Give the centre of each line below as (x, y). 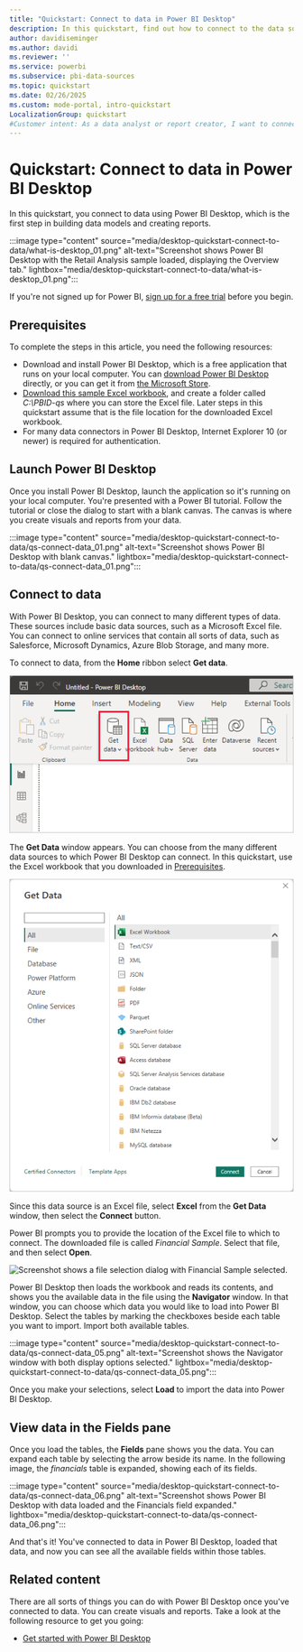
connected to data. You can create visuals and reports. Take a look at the (145, 1610)
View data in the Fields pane (90, 1428)
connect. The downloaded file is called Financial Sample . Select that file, (145, 1243)
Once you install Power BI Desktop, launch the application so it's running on (150, 491)
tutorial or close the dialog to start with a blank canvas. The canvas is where (151, 510)
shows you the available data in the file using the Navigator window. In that (149, 1297)
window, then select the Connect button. (85, 1216)
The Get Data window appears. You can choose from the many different (143, 847)
